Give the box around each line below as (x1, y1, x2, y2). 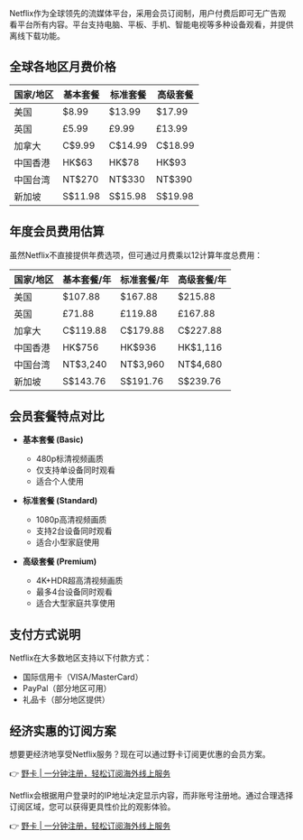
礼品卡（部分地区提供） (22, 694, 110, 706)
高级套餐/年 (177, 273, 227, 286)
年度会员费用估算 (9, 224, 105, 239)
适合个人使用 (35, 476, 84, 487)
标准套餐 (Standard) (22, 495, 98, 506)
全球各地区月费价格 (9, 60, 116, 75)
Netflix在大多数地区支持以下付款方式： (9, 652, 152, 663)
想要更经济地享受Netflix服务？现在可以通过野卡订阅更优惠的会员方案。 (9, 749, 271, 760)
